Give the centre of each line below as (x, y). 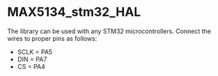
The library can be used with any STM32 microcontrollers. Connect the (109, 31)
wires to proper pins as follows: (52, 38)
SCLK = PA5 (35, 52)
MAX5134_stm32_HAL (74, 12)
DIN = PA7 (32, 59)
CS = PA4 (31, 66)
